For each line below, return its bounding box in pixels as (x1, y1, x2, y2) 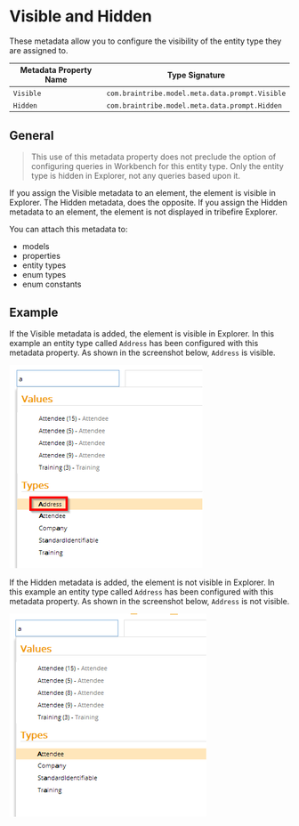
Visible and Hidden (9, 6, 153, 27)
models (21, 241, 50, 252)
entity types (21, 260, 67, 271)
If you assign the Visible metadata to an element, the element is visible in (9, 188, 276, 198)
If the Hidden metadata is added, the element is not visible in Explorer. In (9, 577, 275, 588)
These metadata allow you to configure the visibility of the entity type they (9, 36, 282, 46)
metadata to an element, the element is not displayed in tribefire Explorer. (9, 206, 279, 217)
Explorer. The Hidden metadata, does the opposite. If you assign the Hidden (9, 198, 287, 208)
